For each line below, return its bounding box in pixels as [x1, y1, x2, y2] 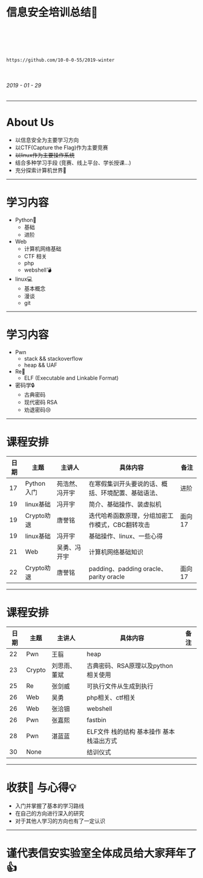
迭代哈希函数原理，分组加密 [88, 511, 168, 520]
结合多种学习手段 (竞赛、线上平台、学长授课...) [14, 159, 132, 167]
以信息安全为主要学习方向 [14, 136, 79, 144]
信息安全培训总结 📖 [6, 5, 98, 19]
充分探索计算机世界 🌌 [14, 167, 66, 174]
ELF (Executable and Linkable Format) [24, 374, 119, 381]
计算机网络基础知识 [88, 548, 144, 556]
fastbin [86, 715, 107, 724]
